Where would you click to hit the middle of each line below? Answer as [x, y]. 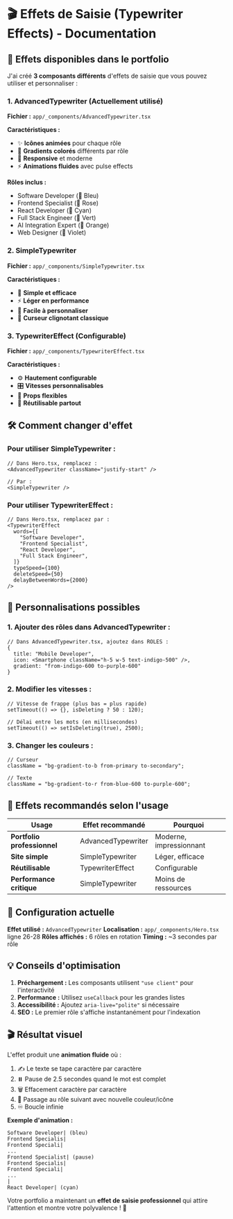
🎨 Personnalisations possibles [74, 608]
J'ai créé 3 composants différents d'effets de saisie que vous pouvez [107, 76]
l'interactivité [36, 990]
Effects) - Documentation [82, 34]
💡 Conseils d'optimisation [64, 966]
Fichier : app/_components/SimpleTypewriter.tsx [76, 266]
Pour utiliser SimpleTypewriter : [61, 449]
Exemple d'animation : [40, 1120]
